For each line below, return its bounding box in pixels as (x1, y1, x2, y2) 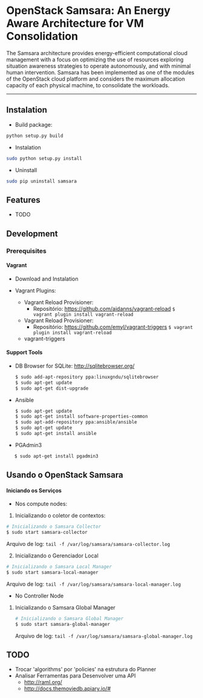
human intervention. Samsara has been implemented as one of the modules (6, 68, 195, 76)
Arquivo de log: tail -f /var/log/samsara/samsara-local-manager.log (6, 580, 181, 588)
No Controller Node (14, 592, 64, 599)
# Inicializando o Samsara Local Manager (6, 564, 112, 570)
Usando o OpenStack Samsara (6, 470, 124, 480)
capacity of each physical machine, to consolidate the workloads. (6, 81, 170, 88)
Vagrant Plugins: (14, 287, 56, 294)
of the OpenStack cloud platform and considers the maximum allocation (6, 75, 185, 82)
